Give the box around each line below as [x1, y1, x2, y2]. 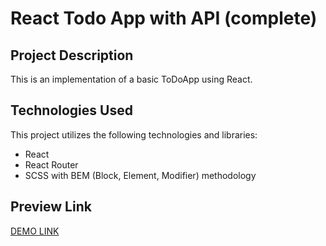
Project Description [10, 47, 134, 64]
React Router [24, 158, 79, 171]
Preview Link [10, 198, 92, 216]
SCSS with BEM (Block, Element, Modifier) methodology [24, 169, 257, 181]
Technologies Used [10, 102, 133, 119]
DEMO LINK [10, 225, 60, 237]
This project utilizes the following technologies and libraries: [10, 128, 258, 141]
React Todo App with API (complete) [10, 7, 318, 30]
